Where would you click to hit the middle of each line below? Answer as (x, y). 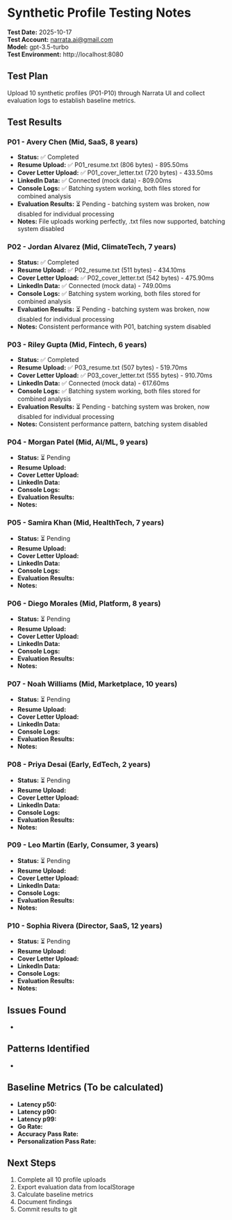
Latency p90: (37, 1111)
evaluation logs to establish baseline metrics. (72, 100)
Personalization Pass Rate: (57, 1141)
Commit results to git (47, 1210)
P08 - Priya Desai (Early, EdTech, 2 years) (79, 765)
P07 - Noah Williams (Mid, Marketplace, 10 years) (92, 683)
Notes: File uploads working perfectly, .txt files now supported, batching (121, 221)
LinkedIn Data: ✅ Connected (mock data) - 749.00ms (94, 285)
